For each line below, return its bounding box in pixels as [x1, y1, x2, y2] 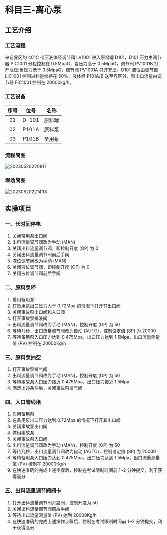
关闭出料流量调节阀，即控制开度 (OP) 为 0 [12, 245, 99, 251]
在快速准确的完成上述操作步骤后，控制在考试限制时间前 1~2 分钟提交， [12, 518, 158, 524]
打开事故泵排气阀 [12, 366, 48, 372]
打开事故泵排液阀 [12, 315, 48, 321]
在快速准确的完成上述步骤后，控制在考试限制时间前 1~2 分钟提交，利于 [12, 467, 158, 473]
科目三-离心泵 [5, 4, 62, 16]
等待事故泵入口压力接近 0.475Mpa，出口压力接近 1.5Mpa [12, 379, 130, 385]
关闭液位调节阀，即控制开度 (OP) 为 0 [12, 264, 90, 270]
